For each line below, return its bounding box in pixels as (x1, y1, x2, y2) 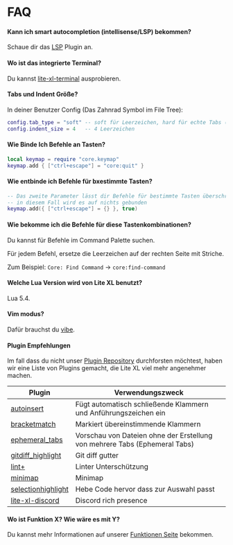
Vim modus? (7, 310, 44, 318)
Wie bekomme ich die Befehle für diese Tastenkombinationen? (7, 220, 192, 229)
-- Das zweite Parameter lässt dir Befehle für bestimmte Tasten (7, 192, 200, 200)
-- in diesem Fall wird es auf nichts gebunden (7, 199, 148, 206)
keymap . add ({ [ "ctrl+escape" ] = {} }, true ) (7, 205, 138, 212)
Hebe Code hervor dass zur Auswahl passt (75, 485, 215, 494)
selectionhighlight (10, 485, 69, 494)
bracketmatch (10, 419, 56, 429)
